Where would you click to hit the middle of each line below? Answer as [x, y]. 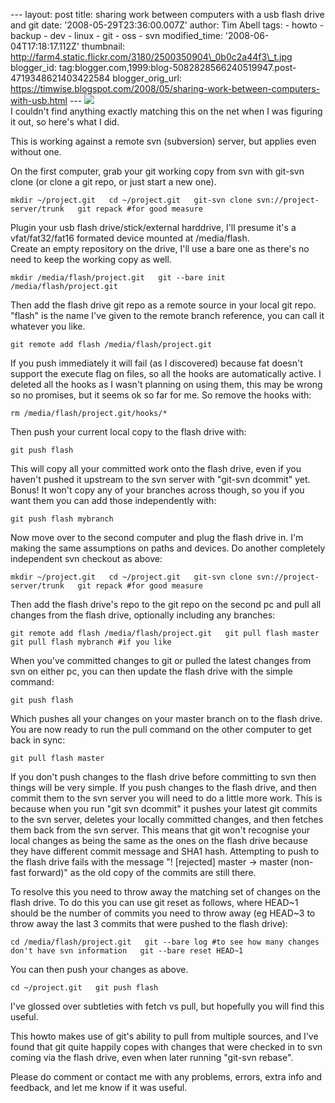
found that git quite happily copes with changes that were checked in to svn [166, 1047]
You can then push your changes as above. [99, 969]
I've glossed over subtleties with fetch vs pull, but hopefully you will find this [167, 1006]
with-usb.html [39, 100]
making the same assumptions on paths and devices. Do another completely [168, 548]
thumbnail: [103, 46]
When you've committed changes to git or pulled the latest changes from [161, 660]
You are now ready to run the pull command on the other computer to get [161, 729]
